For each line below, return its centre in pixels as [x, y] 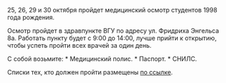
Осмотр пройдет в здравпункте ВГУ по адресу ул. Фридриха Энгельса [113, 31]
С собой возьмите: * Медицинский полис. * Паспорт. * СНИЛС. [102, 59]
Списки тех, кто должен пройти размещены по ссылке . [90, 72]
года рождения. [31, 17]
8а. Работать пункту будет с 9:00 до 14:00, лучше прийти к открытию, [112, 38]
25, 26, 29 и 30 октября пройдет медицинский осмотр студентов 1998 [112, 10]
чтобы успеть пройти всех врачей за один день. [79, 45]
